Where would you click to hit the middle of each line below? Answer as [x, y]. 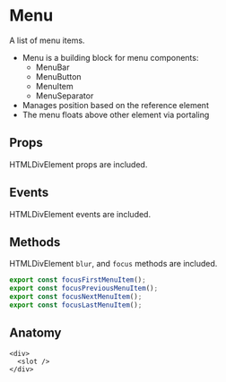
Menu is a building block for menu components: [110, 57]
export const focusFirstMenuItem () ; [78, 280]
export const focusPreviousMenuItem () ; [84, 289]
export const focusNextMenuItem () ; [76, 297]
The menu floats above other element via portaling [116, 115]
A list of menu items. [47, 40]
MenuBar [52, 67]
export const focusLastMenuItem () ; [76, 305]
